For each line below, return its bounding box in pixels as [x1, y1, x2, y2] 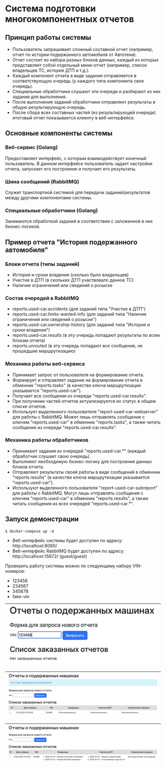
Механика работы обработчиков [5, 437, 89, 443]
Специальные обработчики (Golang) [5, 207, 98, 214]
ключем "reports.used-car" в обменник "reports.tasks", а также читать [12, 419, 161, 425]
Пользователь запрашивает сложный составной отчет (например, [12, 47, 153, 52]
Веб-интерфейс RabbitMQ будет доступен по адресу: [12, 548, 125, 554]
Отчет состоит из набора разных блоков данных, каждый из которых [12, 57, 159, 62]
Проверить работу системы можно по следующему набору [5, 563, 132, 569]
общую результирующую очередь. [12, 105, 86, 110]
